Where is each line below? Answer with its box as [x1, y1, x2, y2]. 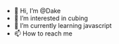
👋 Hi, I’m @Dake [13, 7, 61, 15]
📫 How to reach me [13, 29, 73, 38]
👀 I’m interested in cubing [13, 14, 88, 22]
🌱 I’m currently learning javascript [13, 22, 112, 29]
